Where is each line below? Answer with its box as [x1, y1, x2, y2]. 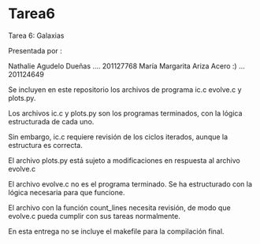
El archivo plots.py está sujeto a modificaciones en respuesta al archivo [8, 155, 240, 165]
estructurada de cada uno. [8, 116, 95, 126]
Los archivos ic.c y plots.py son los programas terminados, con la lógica [8, 108, 243, 118]
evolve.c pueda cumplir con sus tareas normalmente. [8, 211, 181, 220]
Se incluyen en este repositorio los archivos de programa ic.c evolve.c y [8, 84, 242, 94]
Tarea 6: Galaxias [8, 31, 65, 40]
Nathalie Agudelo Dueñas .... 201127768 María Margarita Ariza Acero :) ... [8, 61, 246, 71]
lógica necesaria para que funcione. [8, 187, 125, 197]
